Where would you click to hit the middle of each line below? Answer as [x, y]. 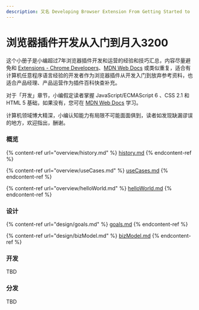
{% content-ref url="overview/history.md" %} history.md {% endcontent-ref [99, 152]
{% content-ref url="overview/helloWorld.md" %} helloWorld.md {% [89, 188]
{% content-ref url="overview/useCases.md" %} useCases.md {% [87, 170]
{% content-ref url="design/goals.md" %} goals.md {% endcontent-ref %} [97, 224]
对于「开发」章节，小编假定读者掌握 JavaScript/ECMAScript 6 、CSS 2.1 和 [98, 95]
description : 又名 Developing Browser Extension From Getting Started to [98, 12]
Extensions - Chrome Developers [58, 68]
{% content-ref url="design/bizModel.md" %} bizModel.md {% [83, 236]
